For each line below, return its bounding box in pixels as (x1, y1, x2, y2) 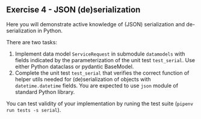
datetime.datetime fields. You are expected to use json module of (14, 82, 179, 89)
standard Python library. (14, 88, 75, 95)
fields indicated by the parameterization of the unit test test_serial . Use (14, 56, 196, 63)
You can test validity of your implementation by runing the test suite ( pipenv (6, 100, 194, 107)
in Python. (37, 27, 63, 34)
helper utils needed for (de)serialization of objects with (14, 75, 152, 83)
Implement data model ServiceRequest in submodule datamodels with (14, 50, 185, 57)
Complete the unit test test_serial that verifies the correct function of (14, 69, 190, 77)
